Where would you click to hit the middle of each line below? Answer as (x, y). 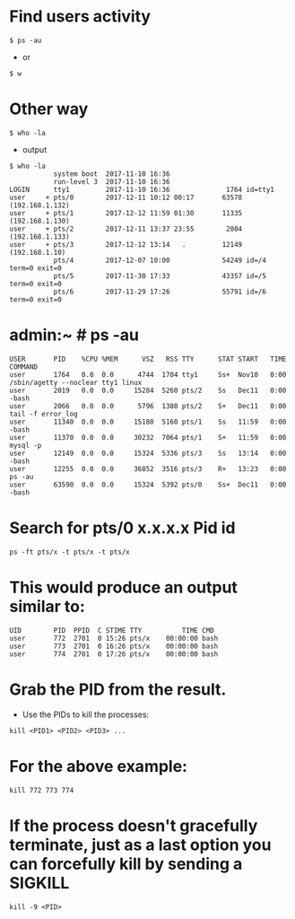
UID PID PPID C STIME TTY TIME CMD (112, 630)
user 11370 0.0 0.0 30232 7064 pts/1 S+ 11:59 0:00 (148, 437)
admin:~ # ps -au (74, 335)
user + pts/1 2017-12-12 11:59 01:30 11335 (126, 213)
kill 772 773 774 (42, 790)
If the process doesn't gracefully (134, 825)
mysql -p (26, 445)
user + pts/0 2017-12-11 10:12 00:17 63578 (126, 197)
